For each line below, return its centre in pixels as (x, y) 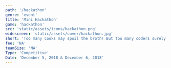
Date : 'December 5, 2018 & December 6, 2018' (55, 58)
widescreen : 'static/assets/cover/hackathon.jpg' (59, 34)
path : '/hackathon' (26, 10)
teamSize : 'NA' (22, 48)
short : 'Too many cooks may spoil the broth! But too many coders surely (86, 39)
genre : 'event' (22, 15)
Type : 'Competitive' (27, 53)
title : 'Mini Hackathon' (32, 19)
